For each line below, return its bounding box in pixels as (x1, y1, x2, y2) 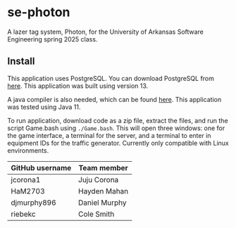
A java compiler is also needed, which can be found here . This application (7, 95, 222, 103)
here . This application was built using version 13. (7, 82, 149, 90)
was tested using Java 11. (7, 103, 81, 111)
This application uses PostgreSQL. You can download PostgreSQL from (7, 74, 215, 82)
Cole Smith (78, 209, 115, 219)
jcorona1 (11, 175, 41, 184)
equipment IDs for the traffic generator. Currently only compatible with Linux (7, 139, 229, 147)
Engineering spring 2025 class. (7, 34, 98, 43)
